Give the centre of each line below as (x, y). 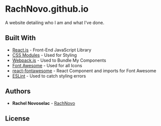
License (17, 118)
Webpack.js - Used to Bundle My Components (59, 60)
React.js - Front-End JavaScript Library (52, 50)
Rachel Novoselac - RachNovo (43, 103)
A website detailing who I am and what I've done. (55, 23)
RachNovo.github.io (47, 9)
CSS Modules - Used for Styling (44, 55)
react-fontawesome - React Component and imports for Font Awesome (84, 71)
